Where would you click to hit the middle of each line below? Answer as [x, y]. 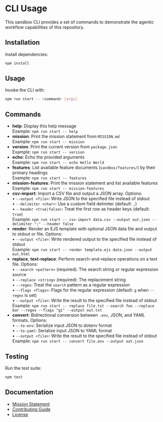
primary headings [30, 173]
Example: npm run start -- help [45, 131]
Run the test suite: [23, 368]
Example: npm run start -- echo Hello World [58, 162]
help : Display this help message [44, 126]
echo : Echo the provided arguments [48, 157]
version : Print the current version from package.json [65, 147]
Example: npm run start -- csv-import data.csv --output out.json [81, 220]
